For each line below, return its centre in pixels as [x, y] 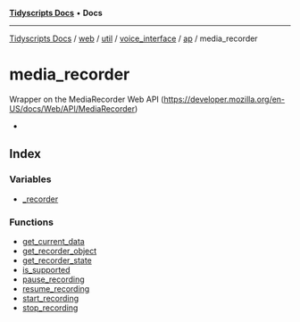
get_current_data [53, 241]
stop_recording [50, 308]
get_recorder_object [59, 251]
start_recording [50, 298]
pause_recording [53, 279]
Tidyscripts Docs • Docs [56, 13]
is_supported [46, 269]
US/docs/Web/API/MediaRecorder [72, 108]
